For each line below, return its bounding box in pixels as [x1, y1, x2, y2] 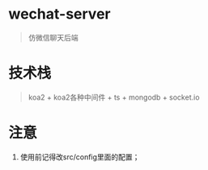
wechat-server [8, 5, 111, 23]
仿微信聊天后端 [28, 32, 79, 42]
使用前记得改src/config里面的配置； [19, 151, 140, 162]
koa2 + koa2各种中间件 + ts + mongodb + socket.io [28, 92, 200, 102]
